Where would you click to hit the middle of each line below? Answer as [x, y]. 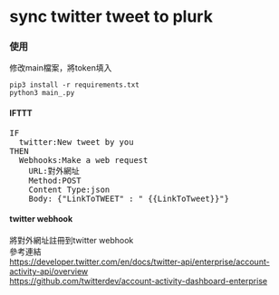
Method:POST [55, 180]
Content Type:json [69, 189]
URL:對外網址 [54, 171]
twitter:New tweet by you [76, 142]
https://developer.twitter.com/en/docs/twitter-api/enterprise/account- [139, 262]
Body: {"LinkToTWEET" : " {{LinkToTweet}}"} [129, 198]
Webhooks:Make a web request [83, 160]
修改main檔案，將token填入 [61, 68]
